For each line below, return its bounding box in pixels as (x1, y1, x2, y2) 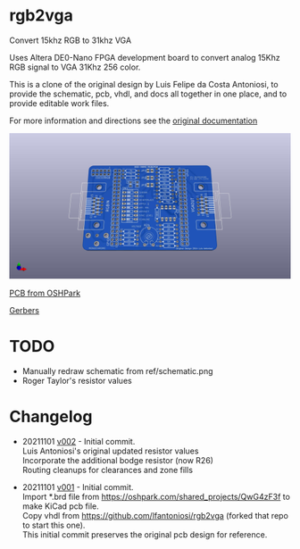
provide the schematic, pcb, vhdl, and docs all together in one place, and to (9, 88, 287, 99)
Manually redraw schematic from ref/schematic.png (21, 365, 213, 376)
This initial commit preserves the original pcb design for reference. (21, 528, 268, 540)
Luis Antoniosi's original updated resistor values (21, 445, 199, 456)
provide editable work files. (9, 97, 110, 108)
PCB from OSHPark (9, 287, 81, 298)
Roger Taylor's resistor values (21, 375, 132, 386)
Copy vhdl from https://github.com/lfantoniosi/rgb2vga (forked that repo (21, 510, 288, 520)
